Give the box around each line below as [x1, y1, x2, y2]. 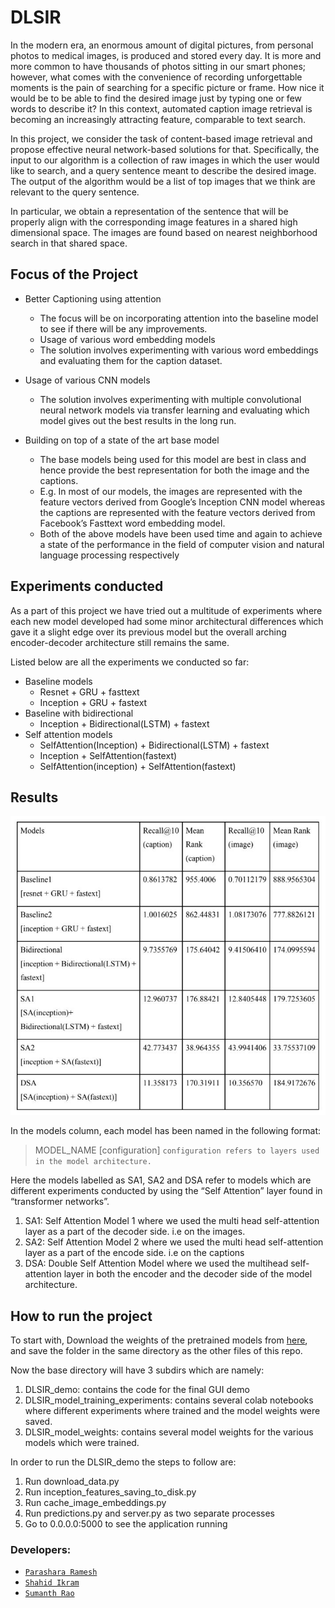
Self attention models [24, 728, 113, 740]
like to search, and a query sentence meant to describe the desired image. [10, 164, 317, 176]
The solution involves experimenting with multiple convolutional [39, 393, 302, 405]
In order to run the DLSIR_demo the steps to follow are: [10, 1456, 237, 1468]
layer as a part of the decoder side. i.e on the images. [24, 1226, 246, 1238]
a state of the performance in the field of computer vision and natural [39, 538, 325, 550]
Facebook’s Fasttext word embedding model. [39, 517, 226, 529]
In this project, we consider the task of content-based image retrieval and [10, 132, 313, 145]
